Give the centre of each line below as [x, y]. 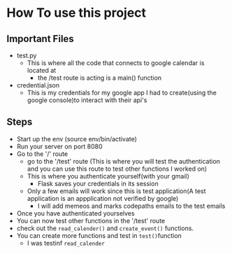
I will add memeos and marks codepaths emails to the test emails [131, 206]
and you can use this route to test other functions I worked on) [117, 169]
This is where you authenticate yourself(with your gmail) [108, 176]
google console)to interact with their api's [87, 100]
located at [42, 70]
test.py [27, 55]
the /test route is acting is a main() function [100, 78]
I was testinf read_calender [66, 243]
